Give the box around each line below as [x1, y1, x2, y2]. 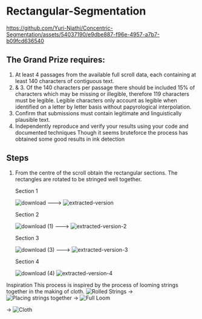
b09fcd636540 [6, 37, 44, 44]
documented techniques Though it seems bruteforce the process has [15, 129, 189, 136]
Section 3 [15, 234, 39, 241]
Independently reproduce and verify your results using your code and [15, 123, 189, 130]
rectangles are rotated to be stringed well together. [15, 175, 142, 183]
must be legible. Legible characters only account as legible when [15, 96, 177, 104]
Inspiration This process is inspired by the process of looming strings [6, 281, 178, 289]
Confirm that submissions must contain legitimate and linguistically [15, 109, 182, 116]
